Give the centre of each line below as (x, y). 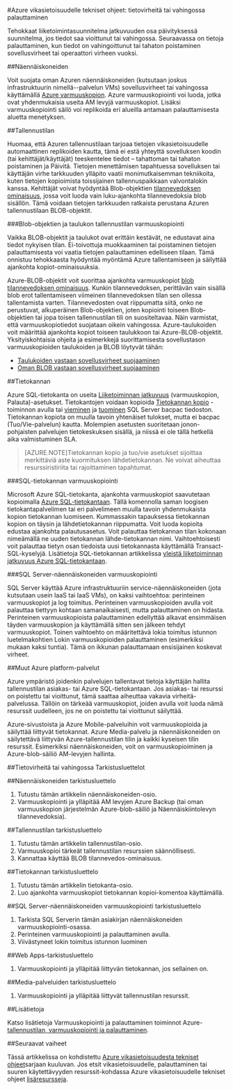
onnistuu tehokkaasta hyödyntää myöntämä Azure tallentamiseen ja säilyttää (117, 259)
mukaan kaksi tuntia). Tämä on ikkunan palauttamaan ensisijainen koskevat (115, 647)
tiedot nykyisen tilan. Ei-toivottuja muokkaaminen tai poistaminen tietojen (112, 245)
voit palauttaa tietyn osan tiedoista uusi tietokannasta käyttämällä (101, 546)
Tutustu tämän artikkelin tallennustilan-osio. (80, 843)
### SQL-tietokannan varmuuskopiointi (63, 481)
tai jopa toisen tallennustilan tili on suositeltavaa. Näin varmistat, (127, 317)
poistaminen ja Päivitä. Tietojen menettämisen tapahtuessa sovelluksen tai (114, 166)
